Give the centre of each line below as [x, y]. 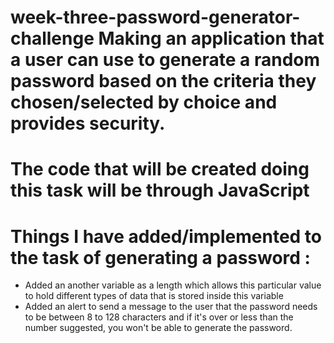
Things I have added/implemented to [166, 236]
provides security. [88, 123]
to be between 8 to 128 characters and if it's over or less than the [159, 317]
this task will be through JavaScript [160, 190]
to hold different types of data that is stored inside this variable [154, 296]
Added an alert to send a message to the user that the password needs [171, 307]
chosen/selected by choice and [144, 102]
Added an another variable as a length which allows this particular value [173, 285]
